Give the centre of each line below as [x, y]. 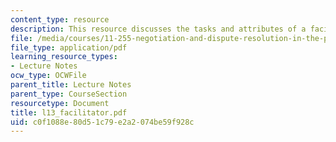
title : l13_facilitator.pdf [69, 112]
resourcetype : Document [60, 103]
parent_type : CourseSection [69, 94]
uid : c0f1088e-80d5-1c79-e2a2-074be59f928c [102, 122]
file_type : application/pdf [69, 47]
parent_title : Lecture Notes [71, 85]
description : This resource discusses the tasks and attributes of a [158, 29]
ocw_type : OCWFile [48, 76]
